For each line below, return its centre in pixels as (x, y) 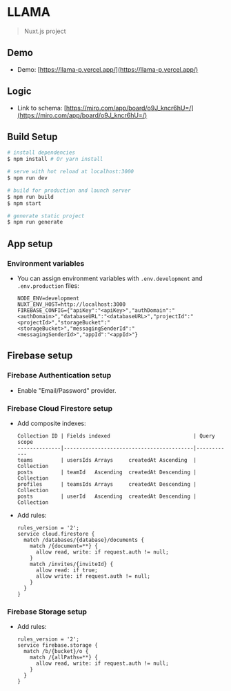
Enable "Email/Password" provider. (67, 390)
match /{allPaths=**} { (64, 658)
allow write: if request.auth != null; (93, 576)
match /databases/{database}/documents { (84, 540)
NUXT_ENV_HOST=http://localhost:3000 (71, 304)
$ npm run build (30, 197)
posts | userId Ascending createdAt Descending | (107, 496)
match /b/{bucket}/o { (56, 652)
